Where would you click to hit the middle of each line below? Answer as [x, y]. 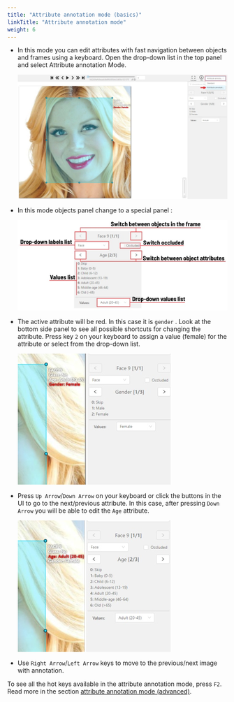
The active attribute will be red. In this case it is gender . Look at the [114, 321]
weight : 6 [22, 29]
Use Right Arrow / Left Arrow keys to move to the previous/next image [117, 663]
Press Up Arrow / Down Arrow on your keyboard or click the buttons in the [119, 495]
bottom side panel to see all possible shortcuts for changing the [109, 329]
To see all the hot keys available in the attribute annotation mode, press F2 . [115, 684]
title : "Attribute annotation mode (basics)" [74, 15]
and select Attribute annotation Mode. [72, 65]
